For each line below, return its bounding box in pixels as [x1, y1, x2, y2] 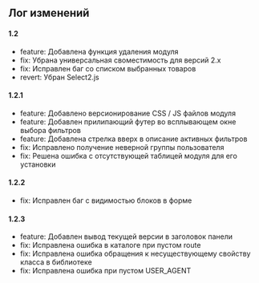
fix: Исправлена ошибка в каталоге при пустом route [19, 241, 201, 250]
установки [19, 160, 56, 169]
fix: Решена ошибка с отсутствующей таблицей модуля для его [19, 151, 238, 160]
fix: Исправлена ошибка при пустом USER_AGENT [19, 266, 192, 276]
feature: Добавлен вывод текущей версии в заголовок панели [19, 232, 233, 241]
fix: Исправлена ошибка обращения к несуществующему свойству [19, 249, 251, 259]
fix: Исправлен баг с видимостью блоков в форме [19, 196, 192, 205]
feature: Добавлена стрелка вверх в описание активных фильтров [19, 134, 248, 144]
